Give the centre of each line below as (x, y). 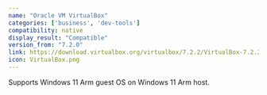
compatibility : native (46, 30)
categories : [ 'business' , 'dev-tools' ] (74, 23)
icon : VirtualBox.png (44, 60)
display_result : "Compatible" (58, 38)
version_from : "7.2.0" (46, 45)
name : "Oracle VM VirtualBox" (58, 15)
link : (17, 52)
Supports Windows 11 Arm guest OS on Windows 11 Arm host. (109, 82)
